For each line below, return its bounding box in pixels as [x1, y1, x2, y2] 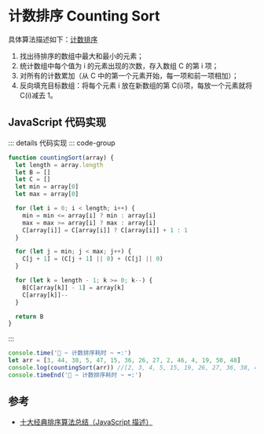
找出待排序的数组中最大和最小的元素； [19, 51, 144, 60]
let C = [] [15, 176, 51, 184]
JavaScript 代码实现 [8, 115, 107, 129]
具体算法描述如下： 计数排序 [8, 35, 98, 44]
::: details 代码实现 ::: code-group [8, 138, 115, 148]
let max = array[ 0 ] [15, 190, 79, 199]
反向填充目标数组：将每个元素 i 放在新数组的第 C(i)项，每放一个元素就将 [19, 80, 253, 90]
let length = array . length [15, 161, 104, 169]
